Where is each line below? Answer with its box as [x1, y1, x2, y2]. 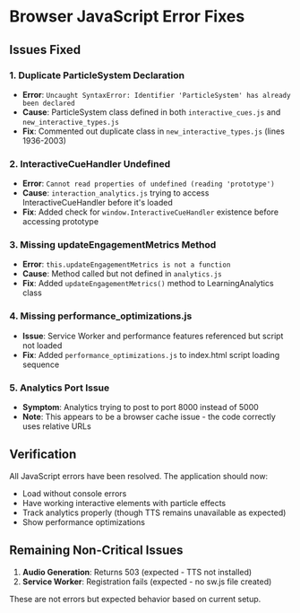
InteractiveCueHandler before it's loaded [21, 197, 173, 208]
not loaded [21, 339, 63, 351]
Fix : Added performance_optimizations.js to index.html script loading [21, 349, 280, 360]
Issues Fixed [9, 42, 81, 57]
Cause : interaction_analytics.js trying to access [21, 188, 210, 198]
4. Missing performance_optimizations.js [9, 310, 193, 322]
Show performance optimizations [21, 516, 146, 527]
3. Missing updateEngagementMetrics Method [9, 239, 217, 251]
